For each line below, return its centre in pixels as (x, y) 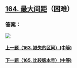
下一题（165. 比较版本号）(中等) (38, 60)
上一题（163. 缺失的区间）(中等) (38, 48)
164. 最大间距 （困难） (40, 9)
